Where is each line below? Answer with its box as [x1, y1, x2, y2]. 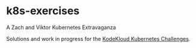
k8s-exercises [6, 4, 80, 18]
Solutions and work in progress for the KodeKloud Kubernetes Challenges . [6, 35, 191, 42]
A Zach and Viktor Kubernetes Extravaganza [6, 24, 116, 31]
